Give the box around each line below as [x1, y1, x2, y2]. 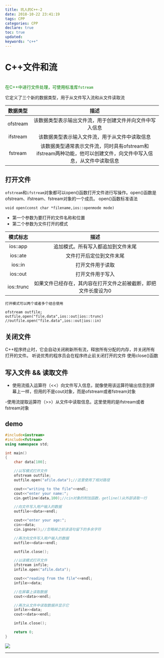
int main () [5, 451, 27, 456]
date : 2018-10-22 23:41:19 [5, 12, 60, 17]
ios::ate [9, 252, 27, 259]
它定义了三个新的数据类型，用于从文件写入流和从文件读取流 [5, 94, 125, 101]
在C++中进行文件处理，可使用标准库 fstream [5, 84, 94, 90]
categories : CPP [5, 21, 38, 26]
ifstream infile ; [14, 562, 49, 568]
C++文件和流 [5, 62, 58, 73]
